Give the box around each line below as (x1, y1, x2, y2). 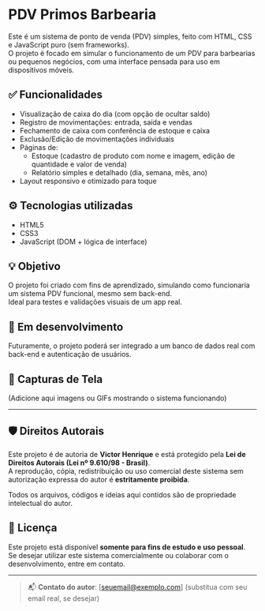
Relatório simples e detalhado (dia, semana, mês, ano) (31, 167, 207, 177)
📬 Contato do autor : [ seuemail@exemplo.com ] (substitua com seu (27, 582, 248, 591)
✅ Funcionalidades (8, 88, 103, 102)
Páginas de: (19, 142, 58, 152)
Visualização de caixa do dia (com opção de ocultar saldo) (19, 109, 211, 118)
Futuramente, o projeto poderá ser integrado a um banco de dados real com (8, 341, 256, 350)
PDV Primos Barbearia (8, 6, 156, 24)
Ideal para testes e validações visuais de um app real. (8, 298, 183, 307)
